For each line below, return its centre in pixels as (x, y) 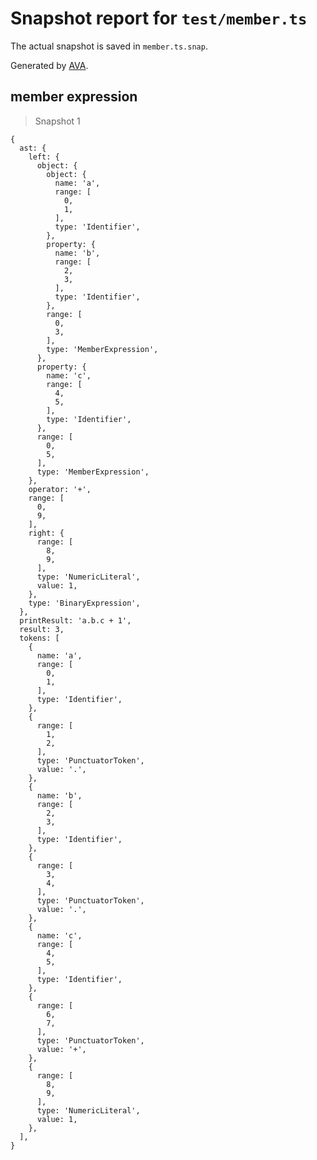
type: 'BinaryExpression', (84, 603)
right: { (46, 533)
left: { (44, 157)
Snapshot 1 (57, 121)
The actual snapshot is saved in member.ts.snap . (109, 46)
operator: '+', (60, 489)
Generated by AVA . (49, 65)
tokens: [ (39, 638)
